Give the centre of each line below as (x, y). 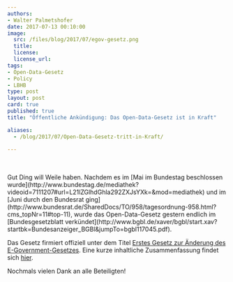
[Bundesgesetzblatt (36, 222)
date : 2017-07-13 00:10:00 (46, 27)
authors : (20, 14)
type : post (23, 91)
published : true (31, 111)
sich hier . (20, 258)
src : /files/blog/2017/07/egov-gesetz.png (76, 40)
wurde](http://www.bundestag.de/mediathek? (73, 185)
